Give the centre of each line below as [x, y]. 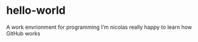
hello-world [36, 10]
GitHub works [23, 33]
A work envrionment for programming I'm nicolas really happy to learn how [99, 27]
